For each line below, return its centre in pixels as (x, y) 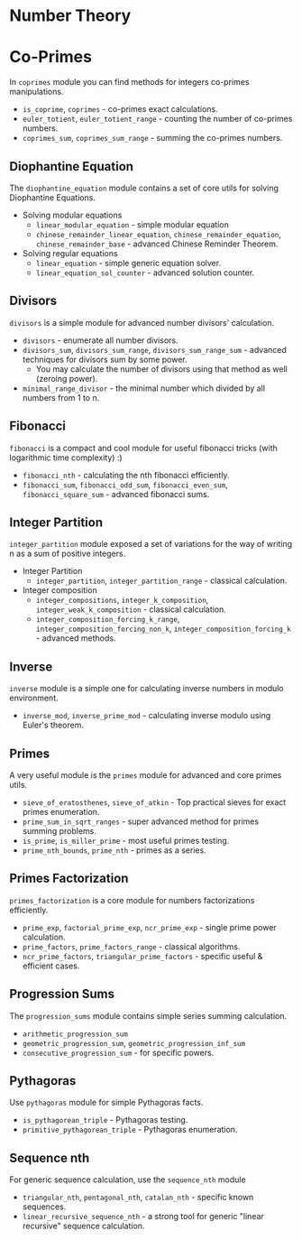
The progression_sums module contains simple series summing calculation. (148, 1015)
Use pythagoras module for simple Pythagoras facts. (106, 1103)
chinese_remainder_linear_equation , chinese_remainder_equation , (159, 234)
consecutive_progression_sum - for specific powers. (118, 1052)
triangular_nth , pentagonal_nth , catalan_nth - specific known (138, 1198)
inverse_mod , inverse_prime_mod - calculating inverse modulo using (146, 716)
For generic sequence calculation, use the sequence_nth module (128, 1180)
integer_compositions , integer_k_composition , (122, 600)
